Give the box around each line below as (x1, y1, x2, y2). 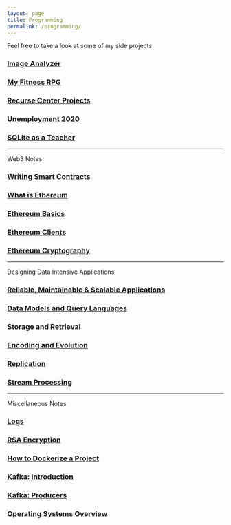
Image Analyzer (7, 59, 61, 69)
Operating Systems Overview (7, 508, 108, 518)
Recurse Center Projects (7, 96, 91, 105)
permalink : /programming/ (7, 23, 81, 30)
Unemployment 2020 (7, 114, 80, 124)
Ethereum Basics (7, 209, 65, 219)
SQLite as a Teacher (7, 132, 76, 142)
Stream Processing (7, 377, 72, 387)
